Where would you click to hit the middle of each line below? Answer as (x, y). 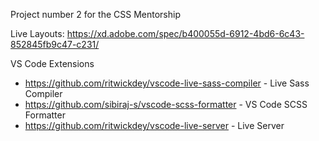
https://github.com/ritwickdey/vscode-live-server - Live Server (154, 125)
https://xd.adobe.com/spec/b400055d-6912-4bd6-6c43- (185, 33)
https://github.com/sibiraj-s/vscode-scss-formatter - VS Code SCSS (166, 104)
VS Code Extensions (52, 63)
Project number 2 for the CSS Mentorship (95, 14)
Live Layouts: (37, 33)
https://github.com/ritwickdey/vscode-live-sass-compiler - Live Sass (167, 83)
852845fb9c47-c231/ (55, 44)
